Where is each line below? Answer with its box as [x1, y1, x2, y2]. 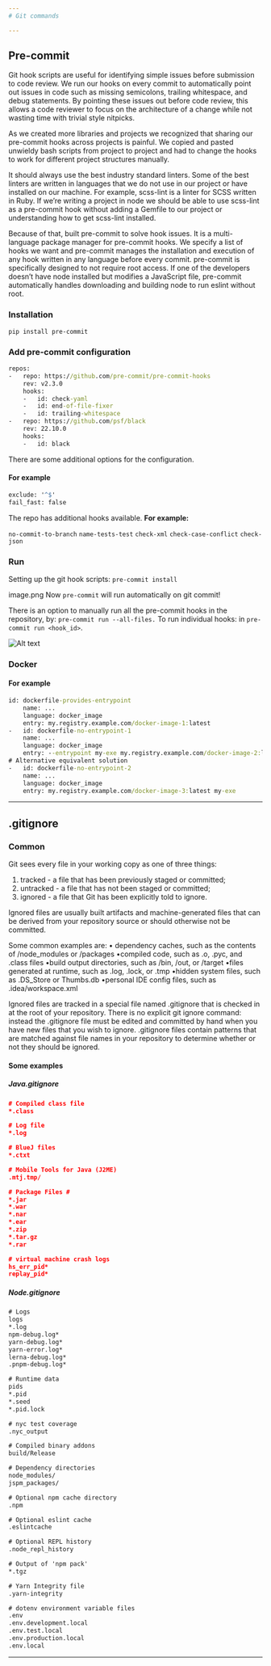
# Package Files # [8, 1187, 70, 1196]
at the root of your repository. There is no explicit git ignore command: [8, 1008, 242, 1018]
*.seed [8, 1398, 31, 1406]
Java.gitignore [8, 1079, 59, 1089]
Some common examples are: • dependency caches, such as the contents [8, 941, 256, 951]
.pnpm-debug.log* [8, 1360, 67, 1369]
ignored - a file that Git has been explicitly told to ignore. [19, 892, 208, 902]
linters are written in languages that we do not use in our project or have [8, 179, 248, 188]
